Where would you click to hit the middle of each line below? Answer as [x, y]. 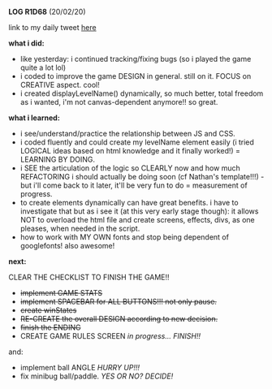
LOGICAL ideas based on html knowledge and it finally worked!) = [130, 151]
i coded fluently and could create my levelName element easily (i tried [137, 142]
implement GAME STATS [61, 293]
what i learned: [35, 118]
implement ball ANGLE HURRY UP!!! [80, 367]
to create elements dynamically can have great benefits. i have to [129, 203]
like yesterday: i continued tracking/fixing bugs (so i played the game [136, 59]
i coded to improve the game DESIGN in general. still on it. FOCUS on [136, 76]
